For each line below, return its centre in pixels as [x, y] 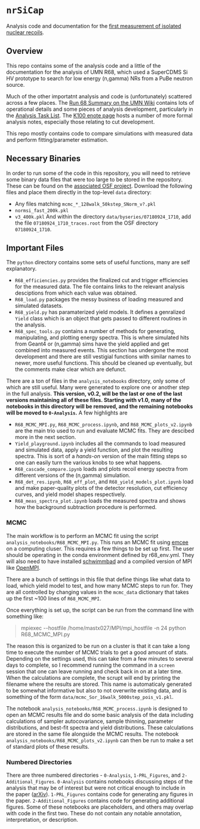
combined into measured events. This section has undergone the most [102, 350]
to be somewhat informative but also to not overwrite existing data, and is [96, 690]
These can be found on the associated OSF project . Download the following [99, 186]
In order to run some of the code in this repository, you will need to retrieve [99, 173]
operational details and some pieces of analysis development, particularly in [100, 109]
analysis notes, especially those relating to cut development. [81, 122]
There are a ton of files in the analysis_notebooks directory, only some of [96, 381]
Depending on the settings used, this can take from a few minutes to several [100, 658]
